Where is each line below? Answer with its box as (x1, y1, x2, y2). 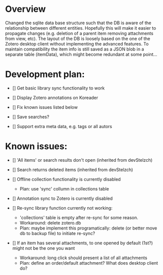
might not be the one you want (12, 245, 75, 251)
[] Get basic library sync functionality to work (12, 85, 105, 91)
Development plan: (5, 69, 85, 80)
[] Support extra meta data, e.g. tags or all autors (12, 123, 112, 129)
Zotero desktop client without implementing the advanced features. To (5, 41, 149, 46)
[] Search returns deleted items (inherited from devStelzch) (12, 167, 133, 173)
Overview (5, 3, 46, 15)
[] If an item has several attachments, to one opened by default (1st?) (12, 240, 153, 246)
